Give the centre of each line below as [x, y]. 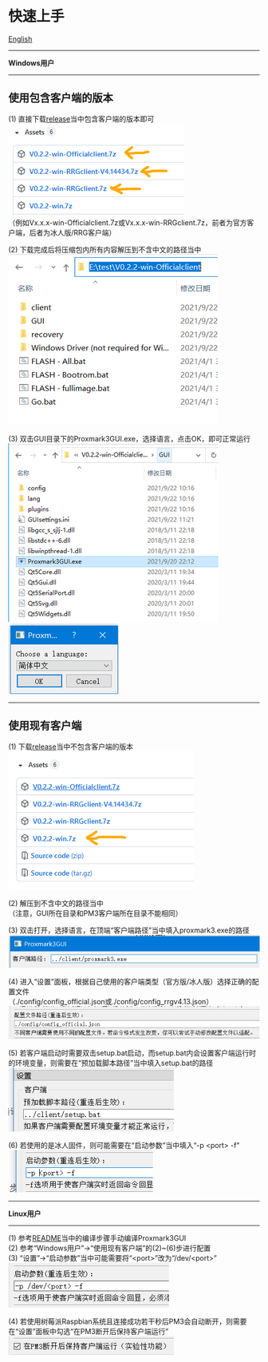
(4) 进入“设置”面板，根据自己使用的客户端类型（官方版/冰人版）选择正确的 [130, 982]
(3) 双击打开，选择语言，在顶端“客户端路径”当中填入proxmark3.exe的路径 [129, 930]
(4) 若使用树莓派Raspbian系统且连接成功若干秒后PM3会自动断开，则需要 [128, 1321]
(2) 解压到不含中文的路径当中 [56, 903]
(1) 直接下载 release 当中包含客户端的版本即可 [81, 119]
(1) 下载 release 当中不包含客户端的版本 [71, 746]
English [20, 39]
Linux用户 [25, 1214]
